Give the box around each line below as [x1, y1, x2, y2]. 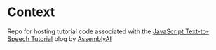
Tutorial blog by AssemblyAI [31, 34, 112, 42]
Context [7, 4, 55, 20]
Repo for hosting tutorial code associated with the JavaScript [7, 27, 184, 35]
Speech [7, 34, 30, 42]
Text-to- [185, 27, 209, 35]
